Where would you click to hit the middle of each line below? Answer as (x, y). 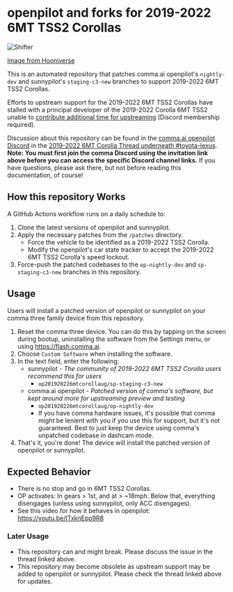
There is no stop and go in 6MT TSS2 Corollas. (84, 489)
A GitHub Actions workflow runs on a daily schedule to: (86, 213)
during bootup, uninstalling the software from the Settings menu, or (114, 339)
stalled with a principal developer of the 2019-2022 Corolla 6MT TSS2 (107, 109)
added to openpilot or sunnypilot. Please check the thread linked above (119, 574)
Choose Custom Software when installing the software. (95, 354)
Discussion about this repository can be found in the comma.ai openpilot (111, 138)
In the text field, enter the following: (68, 361)
